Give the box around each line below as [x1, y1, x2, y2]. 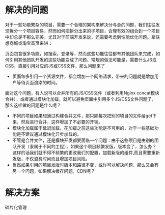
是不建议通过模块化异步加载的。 [16, 131, 82, 137]
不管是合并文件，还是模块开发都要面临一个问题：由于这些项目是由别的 [12, 137, 155, 143]
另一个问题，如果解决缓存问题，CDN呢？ [12, 168, 95, 174]
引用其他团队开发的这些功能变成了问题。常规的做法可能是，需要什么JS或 [9, 57, 157, 62]
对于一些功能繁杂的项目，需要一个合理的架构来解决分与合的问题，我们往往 [5, 22, 156, 28]
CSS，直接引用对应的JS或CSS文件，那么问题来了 [5, 62, 106, 69]
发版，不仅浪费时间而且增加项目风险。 [12, 155, 90, 161]
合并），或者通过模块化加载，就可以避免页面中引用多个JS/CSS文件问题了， [5, 96, 156, 102]
